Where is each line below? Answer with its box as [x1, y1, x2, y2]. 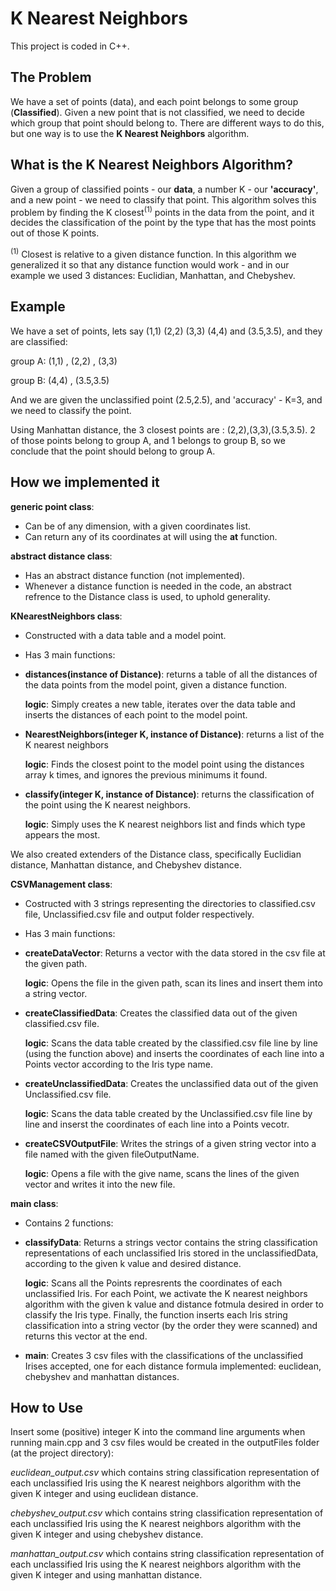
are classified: [10, 335, 68, 347]
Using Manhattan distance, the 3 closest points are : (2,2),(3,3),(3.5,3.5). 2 [10, 423, 316, 436]
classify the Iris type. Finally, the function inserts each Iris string [24, 1308, 288, 1321]
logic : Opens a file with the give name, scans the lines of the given [24, 1167, 300, 1179]
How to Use [10, 1399, 84, 1416]
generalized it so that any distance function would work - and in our [10, 258, 290, 271]
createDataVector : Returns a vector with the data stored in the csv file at [24, 947, 326, 959]
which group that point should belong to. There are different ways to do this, [10, 117, 325, 129]
